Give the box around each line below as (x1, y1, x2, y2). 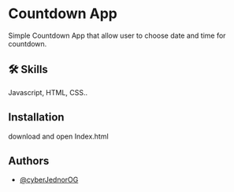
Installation (8, 111, 65, 124)
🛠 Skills (8, 63, 49, 76)
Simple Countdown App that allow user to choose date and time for (8, 31, 226, 40)
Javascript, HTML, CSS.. (8, 87, 88, 97)
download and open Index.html (8, 131, 109, 141)
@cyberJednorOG (19, 175, 79, 185)
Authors (8, 154, 50, 168)
